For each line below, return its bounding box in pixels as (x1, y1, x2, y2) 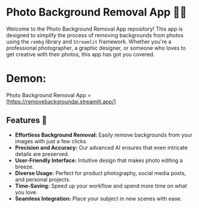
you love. (14, 188, 38, 195)
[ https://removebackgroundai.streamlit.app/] (6, 98, 116, 105)
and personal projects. (14, 176, 71, 183)
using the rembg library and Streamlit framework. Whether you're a (6, 38, 172, 45)
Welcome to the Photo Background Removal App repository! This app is (6, 25, 183, 32)
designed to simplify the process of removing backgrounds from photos (6, 31, 184, 38)
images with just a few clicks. (14, 137, 88, 144)
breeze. (14, 163, 34, 170)
